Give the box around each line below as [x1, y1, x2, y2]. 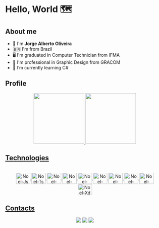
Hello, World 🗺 [5, 4, 72, 15]
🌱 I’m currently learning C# [12, 65, 69, 70]
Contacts [5, 204, 35, 213]
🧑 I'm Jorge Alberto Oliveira [12, 41, 72, 47]
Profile [5, 79, 27, 88]
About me [5, 27, 37, 35]
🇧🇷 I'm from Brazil [12, 46, 52, 52]
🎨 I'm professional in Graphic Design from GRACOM [12, 59, 121, 65]
